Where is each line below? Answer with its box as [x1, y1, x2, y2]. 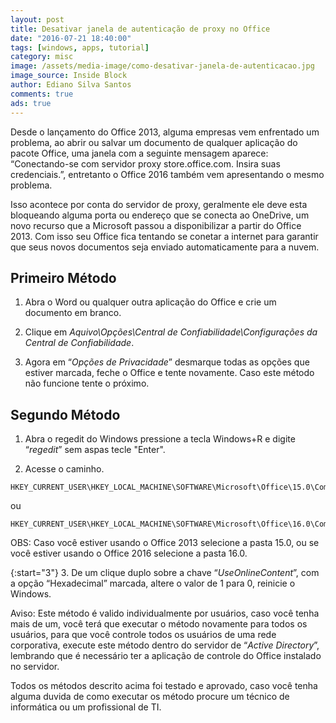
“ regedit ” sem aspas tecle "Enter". [24, 444, 166, 456]
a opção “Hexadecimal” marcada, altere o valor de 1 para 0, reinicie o [10, 577, 296, 590]
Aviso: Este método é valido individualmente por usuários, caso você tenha [10, 607, 320, 620]
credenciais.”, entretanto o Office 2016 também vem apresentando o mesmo [10, 168, 325, 180]
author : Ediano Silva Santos [10, 80, 132, 90]
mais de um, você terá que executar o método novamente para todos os [10, 618, 308, 630]
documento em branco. [24, 307, 122, 319]
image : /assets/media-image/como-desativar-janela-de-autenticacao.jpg [10, 61, 315, 71]
